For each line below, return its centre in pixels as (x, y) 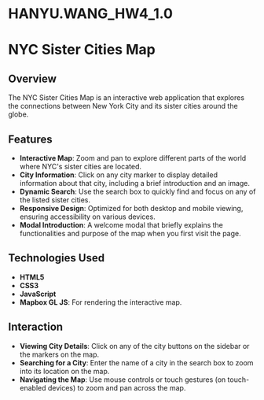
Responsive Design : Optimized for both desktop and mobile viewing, (131, 208)
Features (30, 139)
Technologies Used (56, 258)
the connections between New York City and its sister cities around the (123, 106)
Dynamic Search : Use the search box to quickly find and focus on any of (137, 191)
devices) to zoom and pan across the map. (117, 387)
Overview (33, 78)
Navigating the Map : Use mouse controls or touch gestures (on (123, 380)
